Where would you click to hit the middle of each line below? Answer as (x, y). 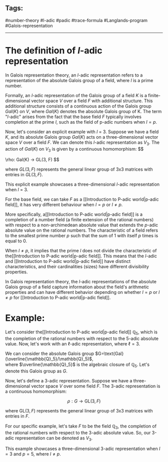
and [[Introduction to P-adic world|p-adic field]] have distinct (68, 261)
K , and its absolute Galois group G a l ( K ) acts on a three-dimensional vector (82, 137)
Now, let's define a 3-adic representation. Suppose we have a (69, 380)
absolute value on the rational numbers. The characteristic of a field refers (82, 230)
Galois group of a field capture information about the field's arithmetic (77, 287)
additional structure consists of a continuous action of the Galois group (78, 106)
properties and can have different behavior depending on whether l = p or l (82, 292)
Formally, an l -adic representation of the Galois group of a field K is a (76, 95)
